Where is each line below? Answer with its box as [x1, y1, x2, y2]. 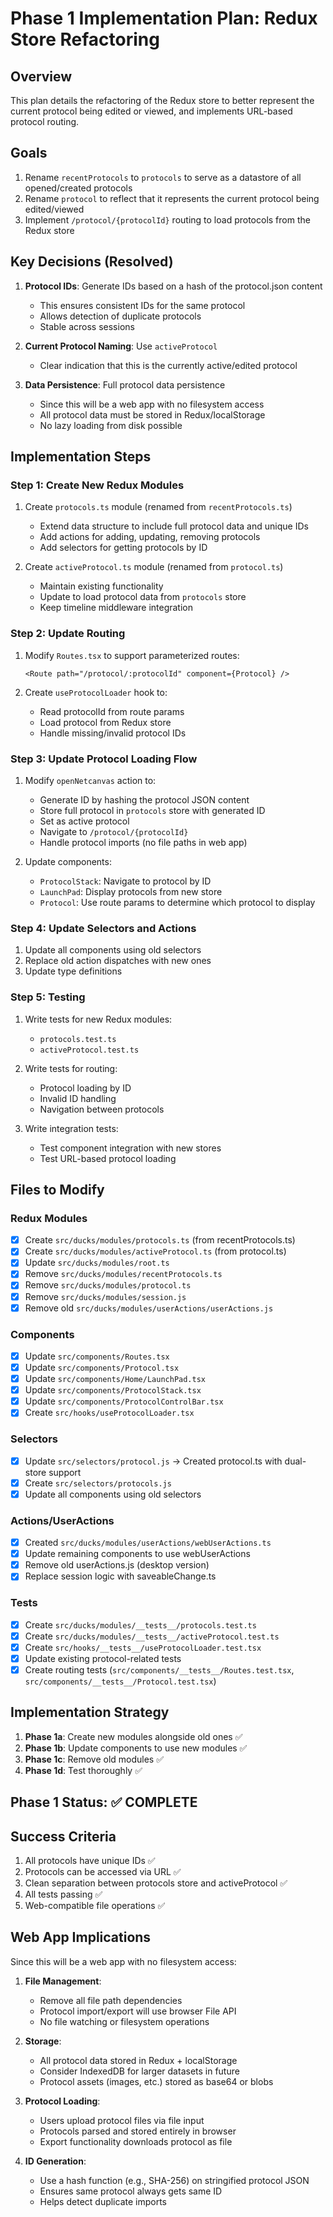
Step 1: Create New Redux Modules [10, 478, 185, 492]
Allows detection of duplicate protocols [39, 310, 202, 322]
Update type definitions [24, 965, 123, 977]
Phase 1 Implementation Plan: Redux [10, 7, 318, 30]
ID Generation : [24, 2155, 87, 2167]
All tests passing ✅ [24, 1888, 103, 1900]
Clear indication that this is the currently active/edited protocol [39, 359, 298, 371]
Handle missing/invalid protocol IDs [39, 727, 187, 739]
